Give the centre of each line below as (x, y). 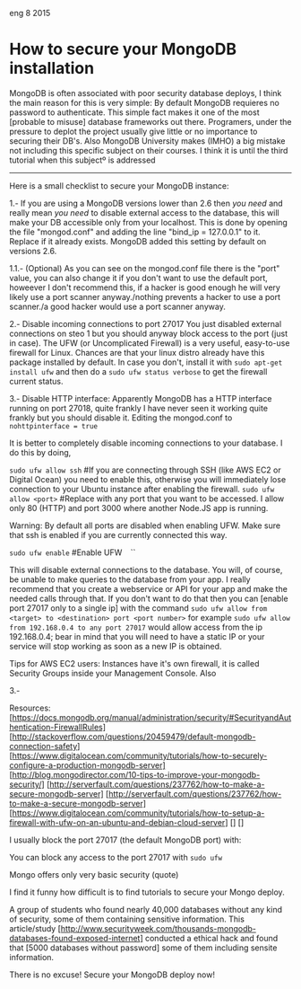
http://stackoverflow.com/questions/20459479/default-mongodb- (134, 737)
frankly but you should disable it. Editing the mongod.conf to (121, 418)
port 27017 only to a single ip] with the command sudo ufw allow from (138, 608)
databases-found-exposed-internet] (76, 938)
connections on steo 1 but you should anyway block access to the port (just (149, 333)
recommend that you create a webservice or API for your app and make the (149, 588)
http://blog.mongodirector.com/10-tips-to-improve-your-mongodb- (136, 774)
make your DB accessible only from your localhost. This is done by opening (149, 222)
